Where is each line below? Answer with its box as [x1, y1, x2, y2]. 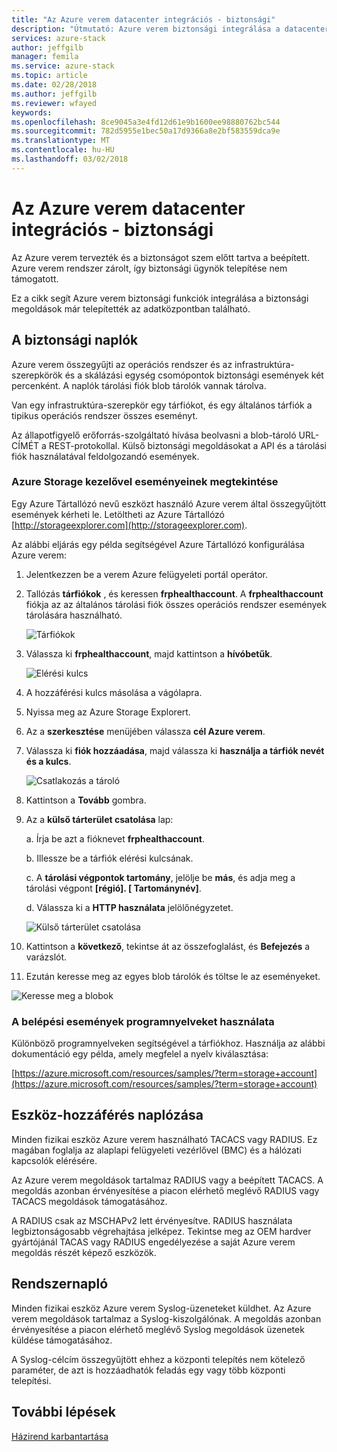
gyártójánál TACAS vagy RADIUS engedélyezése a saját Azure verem [11, 1236, 296, 1248]
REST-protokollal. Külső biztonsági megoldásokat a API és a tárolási [48, 439, 327, 451]
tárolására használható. [25, 609, 123, 621]
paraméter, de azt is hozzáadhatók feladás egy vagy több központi [11, 1364, 286, 1376]
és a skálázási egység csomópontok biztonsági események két [64, 369, 324, 381]
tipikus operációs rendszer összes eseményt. [11, 409, 199, 421]
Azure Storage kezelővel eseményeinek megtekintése [11, 475, 279, 489]
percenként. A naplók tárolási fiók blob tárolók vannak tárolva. [11, 379, 267, 391]
